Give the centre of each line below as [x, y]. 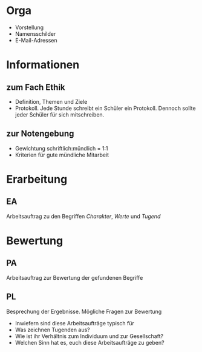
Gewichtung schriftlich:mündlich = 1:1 [61, 148]
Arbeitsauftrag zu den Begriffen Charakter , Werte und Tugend [83, 216]
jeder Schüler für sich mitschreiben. [60, 114]
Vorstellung [29, 27]
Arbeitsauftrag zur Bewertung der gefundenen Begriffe [75, 277]
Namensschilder [35, 33]
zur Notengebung [40, 134]
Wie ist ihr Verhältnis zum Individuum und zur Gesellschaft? [89, 336]
